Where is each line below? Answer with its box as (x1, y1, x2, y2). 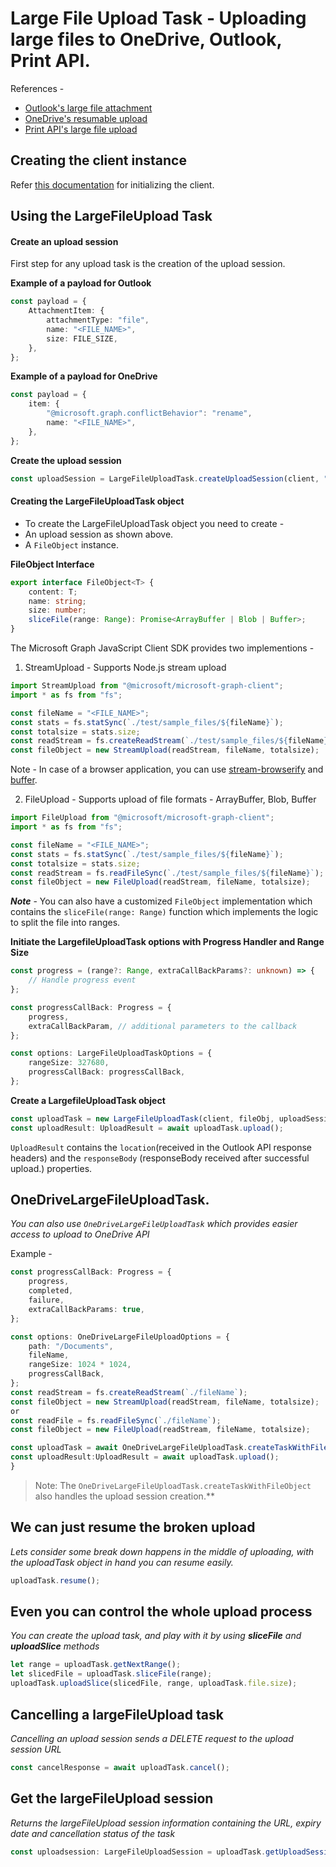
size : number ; (28, 605, 87, 616)
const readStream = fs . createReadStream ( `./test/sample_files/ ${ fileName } (10, 736, 329, 746)
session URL (10, 1743, 62, 1755)
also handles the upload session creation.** (34, 1490, 215, 1502)
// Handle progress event (28, 975, 137, 986)
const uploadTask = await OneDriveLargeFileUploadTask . (10, 1443, 248, 1453)
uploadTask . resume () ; (10, 1575, 101, 1586)
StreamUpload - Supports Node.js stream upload (24, 662, 227, 674)
